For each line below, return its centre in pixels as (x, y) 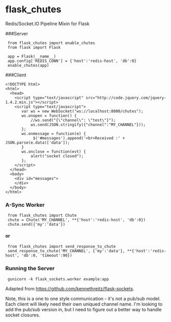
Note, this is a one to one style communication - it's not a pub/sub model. (83, 298)
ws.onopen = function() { (49, 116)
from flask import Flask (34, 47)
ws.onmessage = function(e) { (54, 134)
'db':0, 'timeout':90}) (47, 256)
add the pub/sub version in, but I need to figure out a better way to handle (83, 309)
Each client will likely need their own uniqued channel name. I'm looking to (84, 304)
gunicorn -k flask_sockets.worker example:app (58, 279)
